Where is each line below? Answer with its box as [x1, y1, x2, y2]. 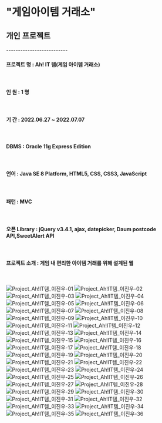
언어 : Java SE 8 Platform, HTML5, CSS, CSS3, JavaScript [6, 170, 147, 177]
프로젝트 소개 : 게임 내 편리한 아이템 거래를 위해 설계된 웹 [6, 259, 134, 267]
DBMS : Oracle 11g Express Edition [6, 143, 91, 150]
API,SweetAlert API [6, 232, 55, 239]
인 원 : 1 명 [6, 88, 29, 95]
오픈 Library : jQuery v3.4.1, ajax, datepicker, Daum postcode [6, 225, 157, 232]
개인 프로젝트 [6, 31, 51, 41]
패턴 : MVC [6, 198, 32, 205]
